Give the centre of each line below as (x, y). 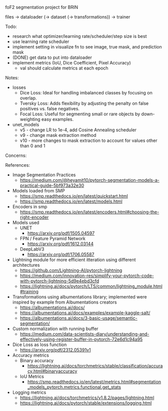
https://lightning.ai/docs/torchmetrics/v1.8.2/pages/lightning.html (87, 398)
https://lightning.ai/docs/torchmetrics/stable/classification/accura (95, 366)
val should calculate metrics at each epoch (64, 68)
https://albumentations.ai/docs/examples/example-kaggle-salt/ (85, 313)
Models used (26, 222)
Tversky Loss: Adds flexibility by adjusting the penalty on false (84, 103)
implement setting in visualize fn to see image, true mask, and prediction (87, 47)
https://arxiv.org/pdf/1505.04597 (61, 233)
